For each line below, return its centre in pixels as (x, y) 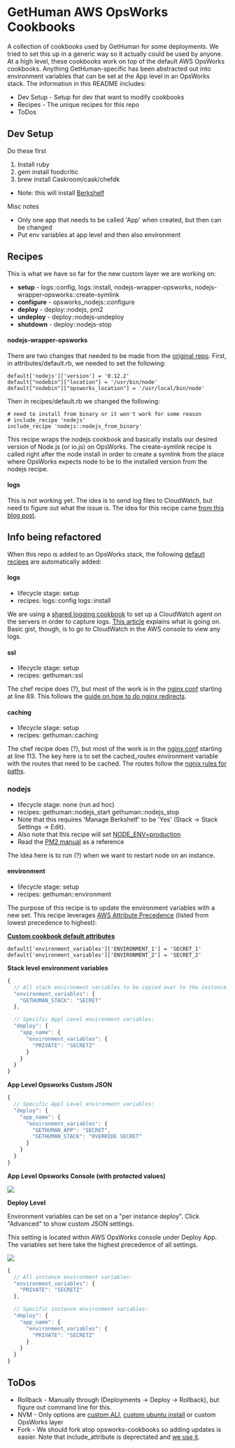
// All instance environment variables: (73, 1277)
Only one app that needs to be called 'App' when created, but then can (119, 220)
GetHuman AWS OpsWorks (88, 12)
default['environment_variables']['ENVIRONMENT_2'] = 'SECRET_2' (104, 955)
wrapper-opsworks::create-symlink (68, 294)
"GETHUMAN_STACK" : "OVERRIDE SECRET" (87, 1137)
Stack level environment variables (58, 968)
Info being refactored (54, 537)
